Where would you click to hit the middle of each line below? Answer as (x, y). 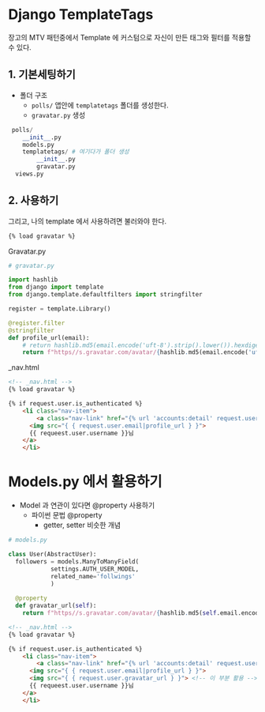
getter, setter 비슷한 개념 (82, 525)
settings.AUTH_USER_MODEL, (95, 569)
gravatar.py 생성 (58, 115)
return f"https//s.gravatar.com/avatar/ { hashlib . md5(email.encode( (135, 352)
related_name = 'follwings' (93, 576)
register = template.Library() (60, 309)
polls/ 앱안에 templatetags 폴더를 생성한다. (100, 105)
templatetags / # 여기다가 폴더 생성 (76, 152)
